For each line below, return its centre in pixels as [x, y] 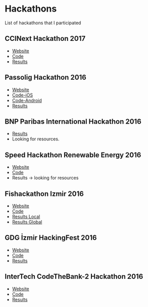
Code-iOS [22, 95]
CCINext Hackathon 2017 [45, 39]
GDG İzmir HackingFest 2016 [51, 238]
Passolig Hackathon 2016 [45, 78]
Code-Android [27, 100]
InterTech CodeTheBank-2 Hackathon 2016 [74, 276]
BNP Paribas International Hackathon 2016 [73, 121]
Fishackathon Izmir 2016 [44, 194]
